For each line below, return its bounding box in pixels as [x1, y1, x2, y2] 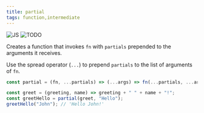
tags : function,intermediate [6, 15, 80, 21]
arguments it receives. [6, 49, 63, 56]
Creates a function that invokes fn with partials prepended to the [6, 43, 171, 50]
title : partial [6, 8, 45, 15]
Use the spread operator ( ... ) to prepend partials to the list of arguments [6, 61, 192, 68]
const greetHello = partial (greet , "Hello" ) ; [6, 95, 123, 102]
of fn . [6, 67, 20, 74]
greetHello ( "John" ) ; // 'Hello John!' [6, 101, 104, 108]
